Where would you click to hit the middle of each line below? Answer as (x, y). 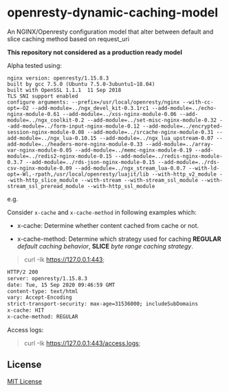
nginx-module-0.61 (33, 114)
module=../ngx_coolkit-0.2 (46, 120)
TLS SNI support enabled (43, 96)
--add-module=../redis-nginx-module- (169, 156)
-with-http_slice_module (43, 180)
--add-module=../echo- (184, 108)
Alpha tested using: (34, 65)
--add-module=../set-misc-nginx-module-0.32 (152, 120)
